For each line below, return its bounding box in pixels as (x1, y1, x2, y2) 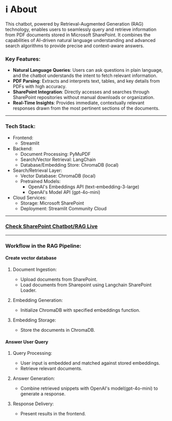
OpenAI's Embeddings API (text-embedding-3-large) (28, 184, 140, 190)
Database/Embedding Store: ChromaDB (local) (20, 162, 119, 168)
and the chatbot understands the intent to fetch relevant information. (12, 72, 158, 79)
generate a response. (20, 391, 66, 397)
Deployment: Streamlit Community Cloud (20, 205, 106, 211)
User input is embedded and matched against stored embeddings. (20, 360, 160, 366)
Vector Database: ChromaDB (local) (20, 172, 96, 179)
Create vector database (5, 255, 57, 261)
